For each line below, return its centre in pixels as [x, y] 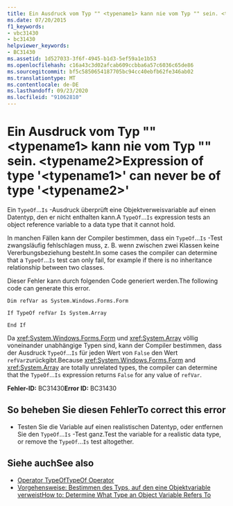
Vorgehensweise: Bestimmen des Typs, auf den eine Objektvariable [114, 487]
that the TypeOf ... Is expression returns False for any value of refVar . [105, 374]
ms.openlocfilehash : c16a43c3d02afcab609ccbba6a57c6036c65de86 [101, 65]
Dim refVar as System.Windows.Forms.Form [68, 301]
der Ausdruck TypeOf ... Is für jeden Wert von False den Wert [93, 352]
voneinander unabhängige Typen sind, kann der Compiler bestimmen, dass [114, 345]
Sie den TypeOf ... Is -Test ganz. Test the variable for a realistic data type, [119, 434]
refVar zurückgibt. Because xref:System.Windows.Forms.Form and [102, 360]
